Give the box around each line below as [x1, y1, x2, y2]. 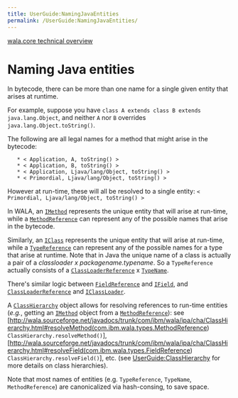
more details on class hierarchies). [7, 361, 109, 370]
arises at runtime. [7, 92, 59, 101]
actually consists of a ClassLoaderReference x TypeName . [7, 266, 169, 275]
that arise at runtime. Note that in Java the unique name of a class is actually [7, 251, 232, 260]
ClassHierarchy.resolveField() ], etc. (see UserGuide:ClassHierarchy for [7, 354, 220, 363]
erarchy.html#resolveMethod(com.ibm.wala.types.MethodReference [7, 324, 207, 332]
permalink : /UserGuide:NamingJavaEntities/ [7, 17, 139, 24]
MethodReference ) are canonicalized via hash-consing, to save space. [7, 382, 210, 391]
